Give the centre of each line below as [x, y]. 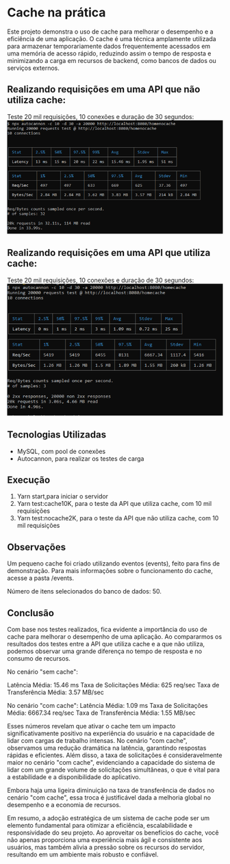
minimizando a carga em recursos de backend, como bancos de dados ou [112, 60]
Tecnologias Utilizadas [57, 435]
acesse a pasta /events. [40, 578]
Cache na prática [56, 13]
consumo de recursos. [39, 658]
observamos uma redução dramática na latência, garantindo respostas [107, 748]
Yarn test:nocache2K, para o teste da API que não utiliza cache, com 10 [118, 518]
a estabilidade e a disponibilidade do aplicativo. [74, 777]
